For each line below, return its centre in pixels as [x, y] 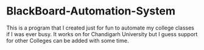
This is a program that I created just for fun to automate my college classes [100, 28]
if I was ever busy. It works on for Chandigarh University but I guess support [102, 34]
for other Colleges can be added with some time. [68, 40]
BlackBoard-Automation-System [91, 11]
